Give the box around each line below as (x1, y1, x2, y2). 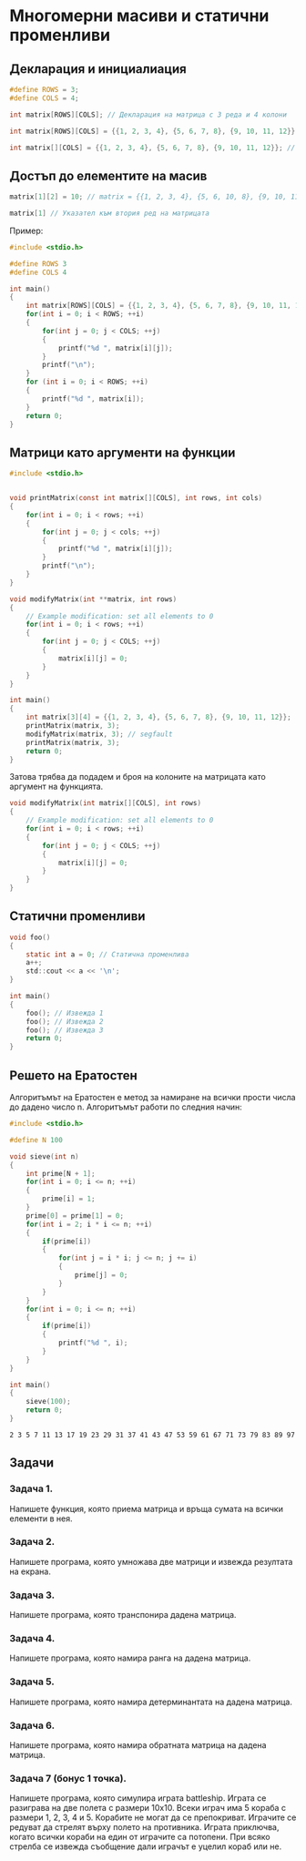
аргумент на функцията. (9, 781, 104, 792)
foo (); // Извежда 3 (25, 1026, 104, 1035)
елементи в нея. (9, 1513, 73, 1524)
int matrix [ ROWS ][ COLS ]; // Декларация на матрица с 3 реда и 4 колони (9, 110, 287, 119)
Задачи (9, 1455, 55, 1471)
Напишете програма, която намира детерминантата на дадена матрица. (9, 1696, 293, 1707)
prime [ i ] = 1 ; (42, 1194, 96, 1203)
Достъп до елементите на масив (9, 168, 208, 183)
